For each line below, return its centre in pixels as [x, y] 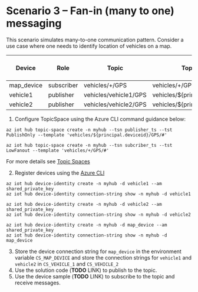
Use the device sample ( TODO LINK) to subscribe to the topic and [95, 276]
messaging [34, 23]
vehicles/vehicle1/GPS [115, 94]
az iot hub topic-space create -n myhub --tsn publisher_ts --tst [89, 130]
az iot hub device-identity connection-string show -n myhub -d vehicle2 [99, 214]
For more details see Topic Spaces [48, 161]
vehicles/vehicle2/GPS [115, 104]
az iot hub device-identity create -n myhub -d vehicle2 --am [84, 204]
